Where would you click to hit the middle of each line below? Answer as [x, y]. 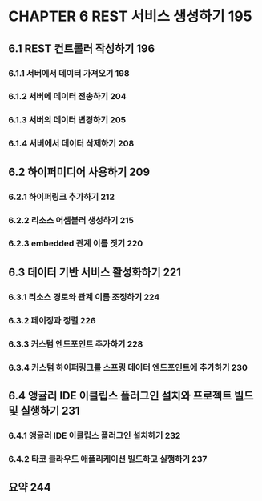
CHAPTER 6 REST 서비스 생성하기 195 [130, 16]
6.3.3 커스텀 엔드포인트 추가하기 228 [76, 343]
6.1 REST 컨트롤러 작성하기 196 [82, 48]
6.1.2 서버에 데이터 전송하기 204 [67, 97]
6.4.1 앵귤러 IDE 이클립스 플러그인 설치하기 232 [95, 435]
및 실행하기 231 [44, 410]
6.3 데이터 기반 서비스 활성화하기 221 [95, 272]
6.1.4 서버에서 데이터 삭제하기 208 [71, 143]
